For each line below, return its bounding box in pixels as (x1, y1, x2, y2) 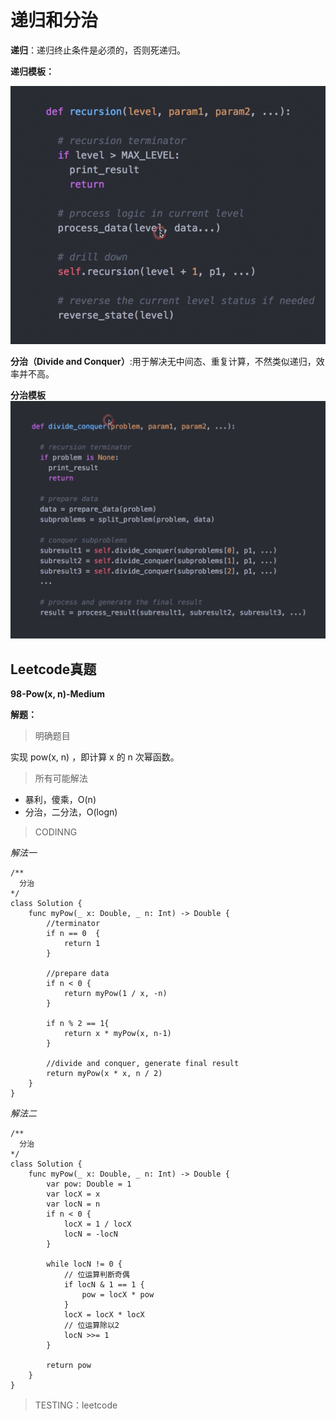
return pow (46, 1360, 92, 1370)
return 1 (63, 938, 101, 948)
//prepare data (46, 968, 110, 978)
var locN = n (46, 1199, 101, 1209)
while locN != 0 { (46, 1259, 123, 1269)
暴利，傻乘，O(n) (24, 793, 97, 805)
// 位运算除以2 (63, 1320, 120, 1330)
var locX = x (46, 1189, 101, 1199)
